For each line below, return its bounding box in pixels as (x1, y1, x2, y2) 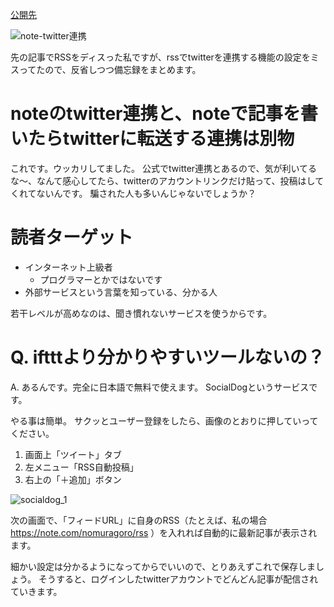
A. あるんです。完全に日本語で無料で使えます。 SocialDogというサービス (10, 381, 310, 393)
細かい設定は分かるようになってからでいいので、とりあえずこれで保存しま (10, 560, 316, 572)
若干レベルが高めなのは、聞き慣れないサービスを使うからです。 (10, 307, 273, 319)
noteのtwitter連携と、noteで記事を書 (10, 103, 318, 125)
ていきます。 (10, 585, 63, 597)
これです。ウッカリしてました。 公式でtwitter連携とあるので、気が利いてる (10, 162, 318, 174)
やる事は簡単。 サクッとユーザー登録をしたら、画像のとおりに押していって (10, 414, 319, 427)
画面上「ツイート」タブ (24, 448, 122, 460)
